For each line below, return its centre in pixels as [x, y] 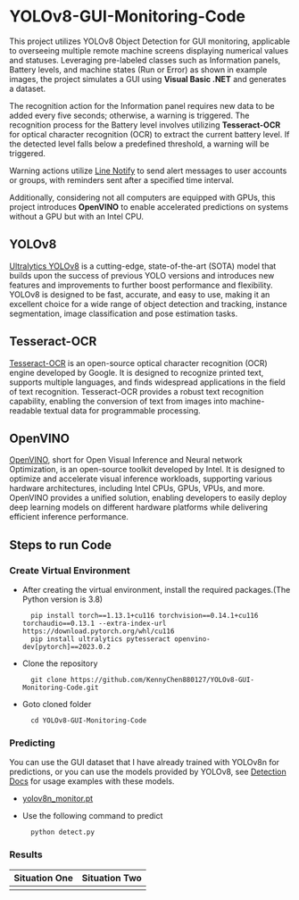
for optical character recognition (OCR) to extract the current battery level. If [149, 134]
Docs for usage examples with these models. [92, 781]
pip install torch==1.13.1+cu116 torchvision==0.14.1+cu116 [145, 616]
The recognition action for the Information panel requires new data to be [142, 105]
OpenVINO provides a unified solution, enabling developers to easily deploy [148, 498]
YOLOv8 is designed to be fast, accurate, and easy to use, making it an [140, 294]
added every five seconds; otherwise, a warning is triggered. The [129, 115]
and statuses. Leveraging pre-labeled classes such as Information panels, [145, 60]
